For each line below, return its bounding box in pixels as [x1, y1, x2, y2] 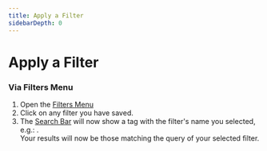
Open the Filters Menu [19, 99, 94, 109]
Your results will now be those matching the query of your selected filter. [19, 133, 260, 143]
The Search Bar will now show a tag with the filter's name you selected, [19, 116, 256, 126]
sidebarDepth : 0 [8, 19, 62, 27]
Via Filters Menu [8, 81, 74, 92]
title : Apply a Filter [8, 11, 84, 20]
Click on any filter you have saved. [19, 108, 133, 118]
